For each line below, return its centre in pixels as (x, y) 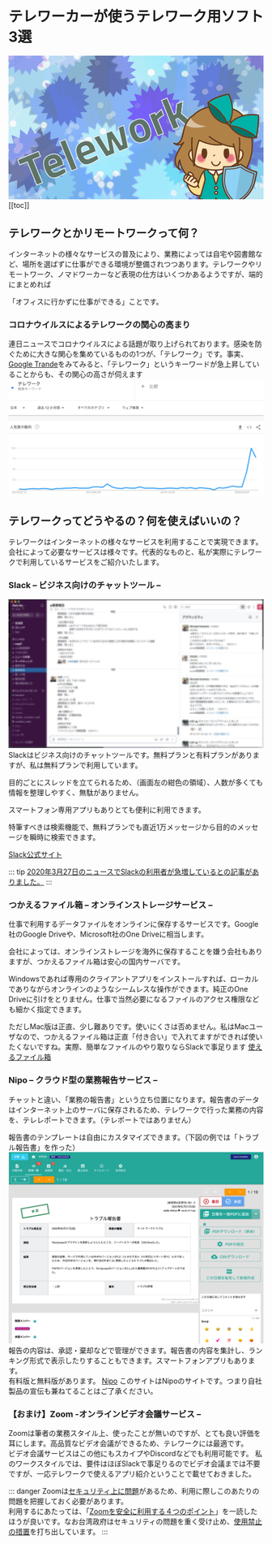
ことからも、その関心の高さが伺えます (79, 374)
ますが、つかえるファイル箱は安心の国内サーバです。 (96, 962)
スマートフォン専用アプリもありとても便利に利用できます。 (107, 810)
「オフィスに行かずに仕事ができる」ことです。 (86, 301)
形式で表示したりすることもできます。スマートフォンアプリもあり (139, 1360)
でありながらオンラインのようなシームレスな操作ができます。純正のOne (128, 989)
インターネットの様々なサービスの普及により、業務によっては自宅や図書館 (132, 253)
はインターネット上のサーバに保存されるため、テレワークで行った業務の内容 (136, 1109)
